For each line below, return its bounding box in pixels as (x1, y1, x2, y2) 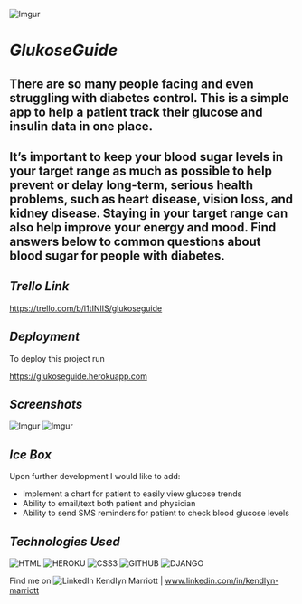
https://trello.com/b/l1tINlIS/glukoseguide (9, 303, 163, 314)
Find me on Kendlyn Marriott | (9, 575, 164, 587)
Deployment (9, 329, 80, 344)
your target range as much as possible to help (9, 163, 273, 178)
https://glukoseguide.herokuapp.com (9, 371, 147, 382)
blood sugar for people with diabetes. (9, 248, 226, 263)
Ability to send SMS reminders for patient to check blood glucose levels (22, 507, 289, 519)
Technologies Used (9, 533, 120, 549)
